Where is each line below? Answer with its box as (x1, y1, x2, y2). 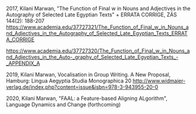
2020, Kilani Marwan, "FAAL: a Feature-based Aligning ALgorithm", (6, 95, 168, 102)
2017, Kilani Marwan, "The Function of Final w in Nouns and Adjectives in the (6, 5, 191, 12)
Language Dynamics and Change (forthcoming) (6, 101, 121, 108)
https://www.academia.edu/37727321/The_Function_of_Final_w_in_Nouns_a (6, 23, 189, 30)
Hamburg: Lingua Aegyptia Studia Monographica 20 (6, 77, 132, 84)
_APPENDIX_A (6, 60, 40, 67)
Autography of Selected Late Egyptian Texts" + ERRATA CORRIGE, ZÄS (6, 11, 177, 18)
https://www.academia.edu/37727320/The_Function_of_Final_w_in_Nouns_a (6, 47, 190, 54)
